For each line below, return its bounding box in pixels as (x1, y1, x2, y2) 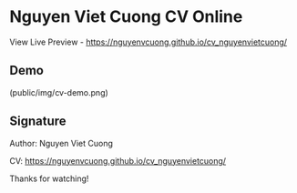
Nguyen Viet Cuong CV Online (9, 6, 243, 27)
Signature (9, 114, 67, 129)
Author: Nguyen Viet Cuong (9, 137, 114, 148)
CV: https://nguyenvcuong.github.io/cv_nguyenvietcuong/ (9, 155, 226, 166)
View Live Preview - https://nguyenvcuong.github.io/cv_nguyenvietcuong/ (9, 36, 288, 47)
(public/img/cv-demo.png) (9, 86, 109, 97)
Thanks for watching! (9, 173, 89, 184)
